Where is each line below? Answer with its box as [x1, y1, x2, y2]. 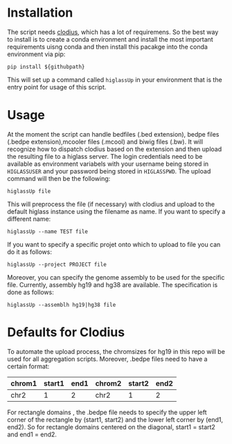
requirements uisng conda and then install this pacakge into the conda [7, 42, 208, 51]
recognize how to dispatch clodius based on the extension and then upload [7, 144, 222, 153]
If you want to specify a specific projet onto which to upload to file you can [7, 240, 221, 248]
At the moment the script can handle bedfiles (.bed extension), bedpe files [7, 130, 220, 138]
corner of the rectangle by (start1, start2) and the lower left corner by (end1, [7, 415, 224, 424]
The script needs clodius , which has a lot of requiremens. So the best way [7, 28, 219, 36]
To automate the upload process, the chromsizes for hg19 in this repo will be [7, 347, 225, 355]
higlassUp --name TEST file [7, 228, 89, 235]
